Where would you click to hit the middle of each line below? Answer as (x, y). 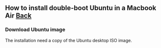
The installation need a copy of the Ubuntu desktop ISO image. (69, 40)
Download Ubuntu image (35, 30)
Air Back (18, 16)
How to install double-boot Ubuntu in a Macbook (81, 8)
